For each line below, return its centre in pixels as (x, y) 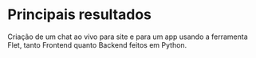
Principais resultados (80, 15)
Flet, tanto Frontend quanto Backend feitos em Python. (97, 44)
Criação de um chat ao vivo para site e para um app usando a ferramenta (128, 37)
